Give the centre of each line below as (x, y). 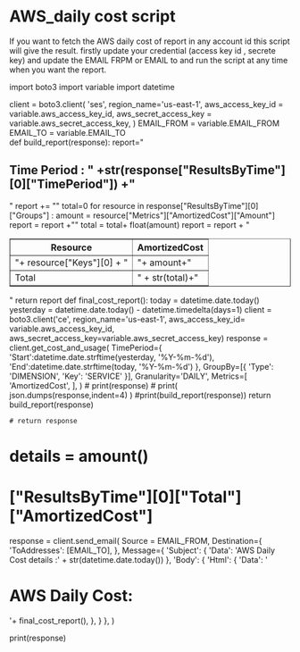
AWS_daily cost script (92, 17)
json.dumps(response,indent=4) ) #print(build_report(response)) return (140, 395)
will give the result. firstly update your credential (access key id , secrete (143, 50)
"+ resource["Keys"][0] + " (71, 263)
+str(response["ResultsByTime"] (191, 170)
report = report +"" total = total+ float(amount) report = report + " (129, 224)
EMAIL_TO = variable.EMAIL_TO (68, 132)
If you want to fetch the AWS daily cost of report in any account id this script (150, 41)
